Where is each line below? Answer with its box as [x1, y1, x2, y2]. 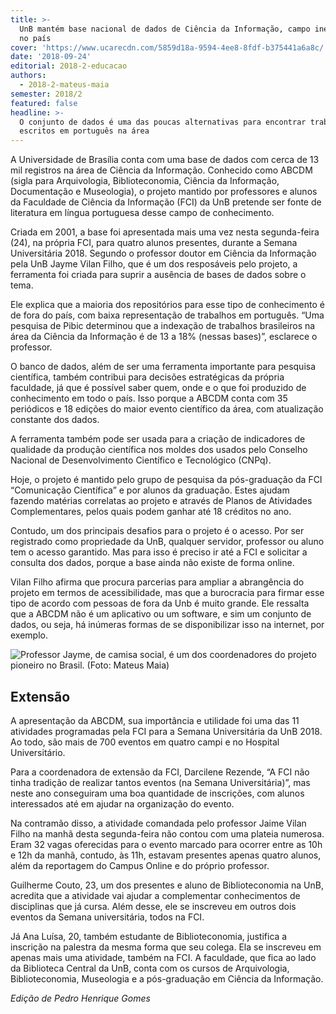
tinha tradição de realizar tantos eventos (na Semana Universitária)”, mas [10, 776, 311, 788]
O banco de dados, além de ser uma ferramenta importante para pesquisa [10, 361, 317, 373]
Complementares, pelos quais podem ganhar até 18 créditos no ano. [10, 506, 292, 518]
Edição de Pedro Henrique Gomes [10, 992, 151, 1004]
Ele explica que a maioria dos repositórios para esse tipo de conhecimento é [10, 299, 325, 311]
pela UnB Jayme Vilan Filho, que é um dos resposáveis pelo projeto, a [10, 258, 298, 270]
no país [19, 33, 52, 43]
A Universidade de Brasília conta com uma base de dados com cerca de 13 [10, 154, 320, 166]
